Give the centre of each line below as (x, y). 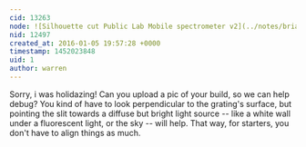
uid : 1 (22, 60)
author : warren (38, 69)
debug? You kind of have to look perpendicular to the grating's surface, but (151, 103)
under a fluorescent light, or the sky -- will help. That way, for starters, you (149, 122)
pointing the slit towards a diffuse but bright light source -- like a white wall (150, 113)
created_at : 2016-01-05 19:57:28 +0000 (85, 43)
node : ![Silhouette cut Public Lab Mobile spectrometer (117, 26)
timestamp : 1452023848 (52, 52)
